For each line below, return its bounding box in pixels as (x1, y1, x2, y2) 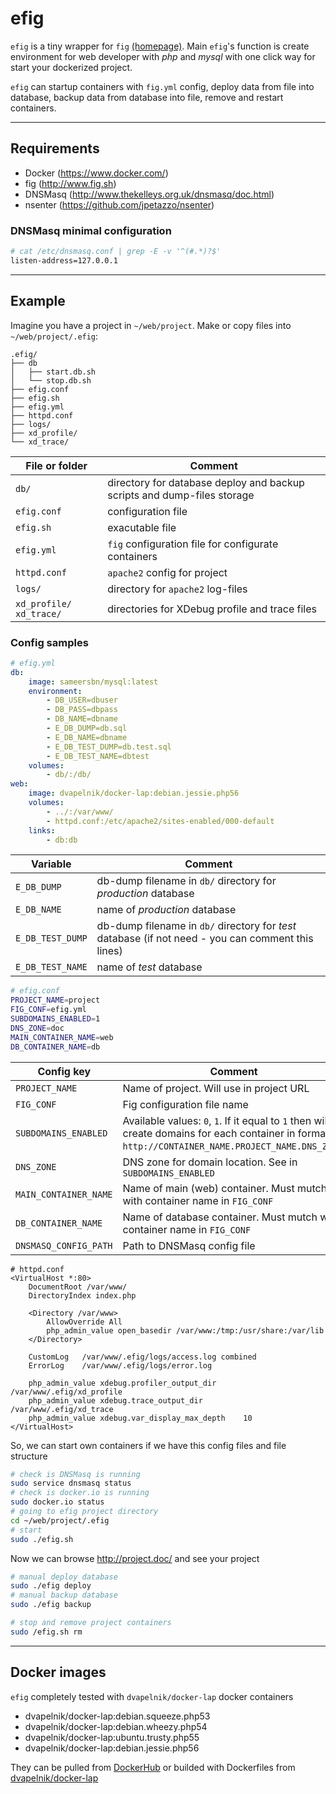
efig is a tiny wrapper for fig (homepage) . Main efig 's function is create (10, 40, 310, 52)
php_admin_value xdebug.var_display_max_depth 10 (28, 1413, 253, 1423)
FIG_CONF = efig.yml (10, 1005, 87, 1015)
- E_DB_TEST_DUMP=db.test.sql (46, 742, 172, 752)
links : (28, 825, 56, 836)
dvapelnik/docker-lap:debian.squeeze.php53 (24, 1710, 211, 1722)
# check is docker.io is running (10, 1488, 150, 1498)
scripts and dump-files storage (107, 488, 255, 502)
